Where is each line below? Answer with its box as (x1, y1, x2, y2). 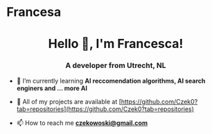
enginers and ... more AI (16, 84, 88, 92)
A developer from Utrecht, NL (64, 60, 167, 70)
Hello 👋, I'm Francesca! (48, 36, 184, 52)
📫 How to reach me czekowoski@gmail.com (16, 119, 148, 127)
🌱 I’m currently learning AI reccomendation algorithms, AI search (16, 76, 206, 85)
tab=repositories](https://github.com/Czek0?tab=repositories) (16, 105, 195, 113)
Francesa (6, 4, 62, 20)
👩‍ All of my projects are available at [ (16, 97, 122, 106)
